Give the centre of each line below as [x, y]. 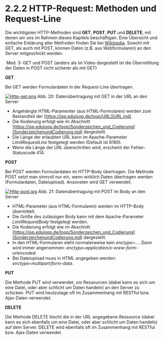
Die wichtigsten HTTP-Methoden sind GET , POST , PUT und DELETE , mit [78, 32]
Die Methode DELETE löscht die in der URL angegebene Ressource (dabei [80, 317]
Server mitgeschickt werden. [34, 53]
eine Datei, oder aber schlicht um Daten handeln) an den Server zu [72, 287]
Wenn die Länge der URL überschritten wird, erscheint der [71, 147]
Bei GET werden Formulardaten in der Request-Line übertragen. [70, 87]
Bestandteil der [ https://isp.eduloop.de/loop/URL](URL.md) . [72, 116]
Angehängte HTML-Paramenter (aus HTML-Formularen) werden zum [82, 111]
